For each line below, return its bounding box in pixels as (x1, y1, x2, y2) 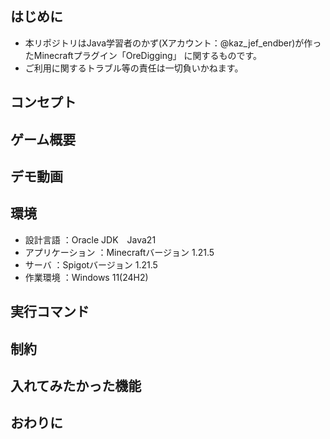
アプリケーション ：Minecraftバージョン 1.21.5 (24, 246, 215, 258)
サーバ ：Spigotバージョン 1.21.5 (24, 258, 158, 271)
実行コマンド (10, 303, 90, 321)
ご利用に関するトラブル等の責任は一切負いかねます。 (24, 62, 244, 74)
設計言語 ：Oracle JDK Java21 (24, 233, 157, 246)
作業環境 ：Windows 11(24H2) (24, 271, 149, 283)
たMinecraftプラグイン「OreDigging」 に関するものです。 (24, 49, 263, 61)
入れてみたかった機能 (10, 377, 142, 394)
